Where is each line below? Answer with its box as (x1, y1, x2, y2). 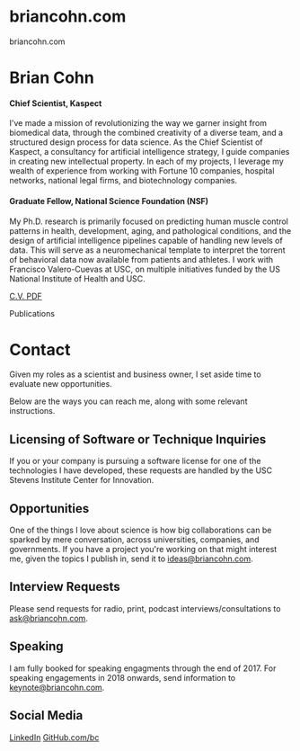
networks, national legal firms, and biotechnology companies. (9, 175, 238, 186)
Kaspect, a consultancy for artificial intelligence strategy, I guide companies (9, 147, 290, 157)
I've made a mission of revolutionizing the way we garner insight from (9, 118, 268, 129)
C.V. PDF (9, 291, 42, 301)
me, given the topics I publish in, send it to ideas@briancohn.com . (9, 553, 253, 564)
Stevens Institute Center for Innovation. (9, 475, 154, 486)
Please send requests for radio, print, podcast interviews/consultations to (9, 603, 281, 613)
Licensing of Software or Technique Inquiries (9, 432, 267, 447)
